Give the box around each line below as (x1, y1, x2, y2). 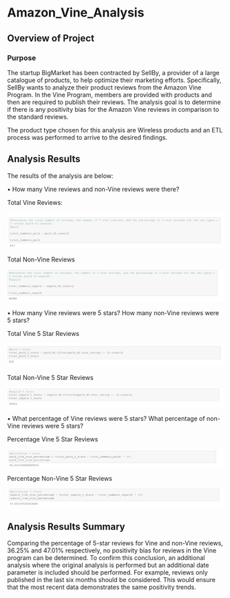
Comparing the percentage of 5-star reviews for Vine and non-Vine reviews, (7, 539, 224, 548)
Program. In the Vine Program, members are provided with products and (7, 90, 212, 99)
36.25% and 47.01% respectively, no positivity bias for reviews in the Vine (7, 546, 217, 555)
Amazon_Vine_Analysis (7, 5, 145, 21)
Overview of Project (7, 32, 95, 44)
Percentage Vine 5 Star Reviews (7, 435, 98, 443)
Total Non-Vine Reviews (7, 255, 76, 263)
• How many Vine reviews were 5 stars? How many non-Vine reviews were (7, 308, 219, 317)
